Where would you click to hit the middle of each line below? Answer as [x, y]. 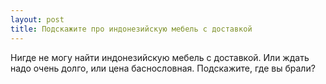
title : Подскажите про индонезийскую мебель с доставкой [131, 29]
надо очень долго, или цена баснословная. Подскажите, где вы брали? [163, 68]
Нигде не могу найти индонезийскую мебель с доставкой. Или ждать [160, 57]
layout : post [37, 19]
